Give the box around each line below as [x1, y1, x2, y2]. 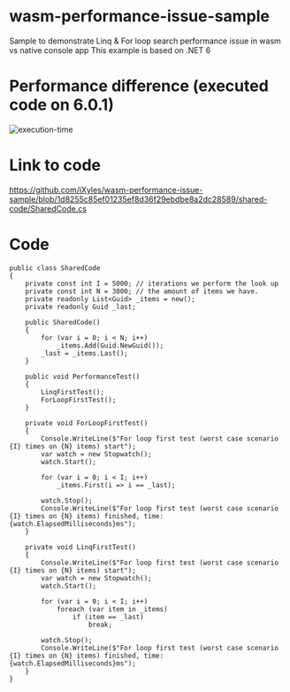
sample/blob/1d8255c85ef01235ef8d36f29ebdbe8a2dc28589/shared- [9, 193, 268, 205]
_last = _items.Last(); [41, 348, 128, 358]
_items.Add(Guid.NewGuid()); [56, 341, 164, 350]
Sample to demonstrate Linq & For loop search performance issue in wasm [9, 35, 281, 46]
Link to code [9, 155, 102, 175]
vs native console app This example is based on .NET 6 [9, 44, 211, 55]
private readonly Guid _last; [25, 302, 137, 311]
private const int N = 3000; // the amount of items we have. [25, 286, 259, 296]
